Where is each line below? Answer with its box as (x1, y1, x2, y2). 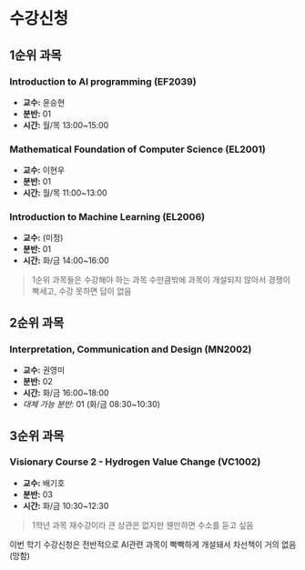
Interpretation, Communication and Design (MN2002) (9, 343, 252, 355)
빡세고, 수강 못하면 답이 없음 (31, 285, 132, 296)
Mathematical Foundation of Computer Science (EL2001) (9, 143, 266, 155)
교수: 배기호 (22, 477, 66, 488)
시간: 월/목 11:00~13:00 (22, 187, 107, 198)
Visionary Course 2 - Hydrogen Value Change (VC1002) (9, 455, 261, 468)
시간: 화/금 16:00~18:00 (22, 387, 109, 398)
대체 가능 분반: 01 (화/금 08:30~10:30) (22, 399, 161, 410)
